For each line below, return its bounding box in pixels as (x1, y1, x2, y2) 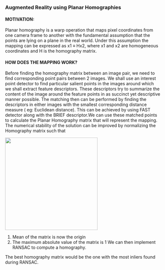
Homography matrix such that (5, 128, 66, 134)
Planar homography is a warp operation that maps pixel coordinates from (5, 27, 154, 33)
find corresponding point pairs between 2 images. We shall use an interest (5, 75, 156, 81)
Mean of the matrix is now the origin (12, 234, 86, 240)
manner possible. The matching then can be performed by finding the (5, 97, 147, 102)
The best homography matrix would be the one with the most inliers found (5, 254, 156, 260)
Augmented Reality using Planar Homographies (5, 4, 122, 11)
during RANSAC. (5, 259, 39, 265)
